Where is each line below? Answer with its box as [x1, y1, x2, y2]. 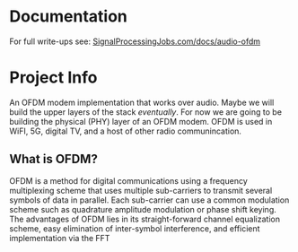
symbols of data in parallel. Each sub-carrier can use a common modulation [9, 195, 290, 205]
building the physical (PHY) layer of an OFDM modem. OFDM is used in [9, 116, 273, 126]
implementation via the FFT [9, 232, 110, 243]
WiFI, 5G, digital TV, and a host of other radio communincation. [9, 126, 242, 136]
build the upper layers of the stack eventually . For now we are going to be [9, 106, 283, 117]
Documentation [9, 6, 128, 27]
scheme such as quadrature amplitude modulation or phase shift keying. [9, 204, 276, 214]
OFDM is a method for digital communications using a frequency [9, 175, 249, 186]
